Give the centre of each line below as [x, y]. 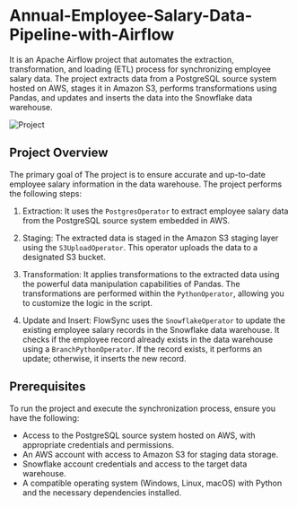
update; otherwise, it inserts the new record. [104, 358]
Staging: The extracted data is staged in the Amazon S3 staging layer [150, 238]
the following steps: [46, 193]
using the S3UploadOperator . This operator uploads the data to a [140, 247]
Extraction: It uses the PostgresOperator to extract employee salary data [155, 211]
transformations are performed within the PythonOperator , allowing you [153, 293]
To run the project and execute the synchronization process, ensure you [143, 408]
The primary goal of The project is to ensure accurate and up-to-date [138, 174]
